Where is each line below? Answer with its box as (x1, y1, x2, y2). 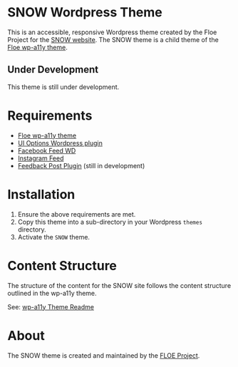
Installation (7, 186, 76, 202)
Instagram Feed (17, 154, 64, 162)
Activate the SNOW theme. (17, 232, 90, 241)
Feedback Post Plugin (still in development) (17, 161, 145, 170)
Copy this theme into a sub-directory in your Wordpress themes (17, 217, 203, 226)
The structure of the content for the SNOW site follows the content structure (7, 281, 232, 289)
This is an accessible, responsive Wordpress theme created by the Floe (7, 28, 217, 36)
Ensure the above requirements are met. (17, 210, 136, 218)
